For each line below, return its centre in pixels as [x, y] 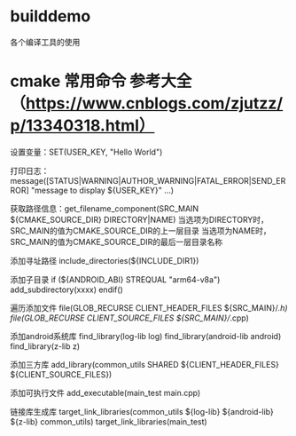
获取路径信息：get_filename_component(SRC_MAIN [104, 208]
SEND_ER [269, 180]
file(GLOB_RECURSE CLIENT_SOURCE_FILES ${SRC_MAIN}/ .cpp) [129, 318]
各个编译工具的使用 [45, 42]
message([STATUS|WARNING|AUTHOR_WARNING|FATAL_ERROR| [131, 180]
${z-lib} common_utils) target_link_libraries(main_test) [109, 421]
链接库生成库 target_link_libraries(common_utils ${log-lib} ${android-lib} [142, 411]
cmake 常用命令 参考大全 [101, 81]
